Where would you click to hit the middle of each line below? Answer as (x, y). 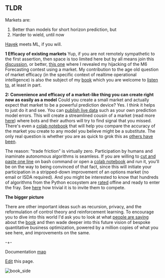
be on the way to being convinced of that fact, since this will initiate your (78, 167)
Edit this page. (20, 261)
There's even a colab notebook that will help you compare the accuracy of (80, 126)
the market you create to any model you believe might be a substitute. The (80, 131)
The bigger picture (25, 197)
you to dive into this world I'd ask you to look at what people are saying (77, 217)
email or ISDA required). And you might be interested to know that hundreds (82, 177)
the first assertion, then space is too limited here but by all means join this (80, 59)
